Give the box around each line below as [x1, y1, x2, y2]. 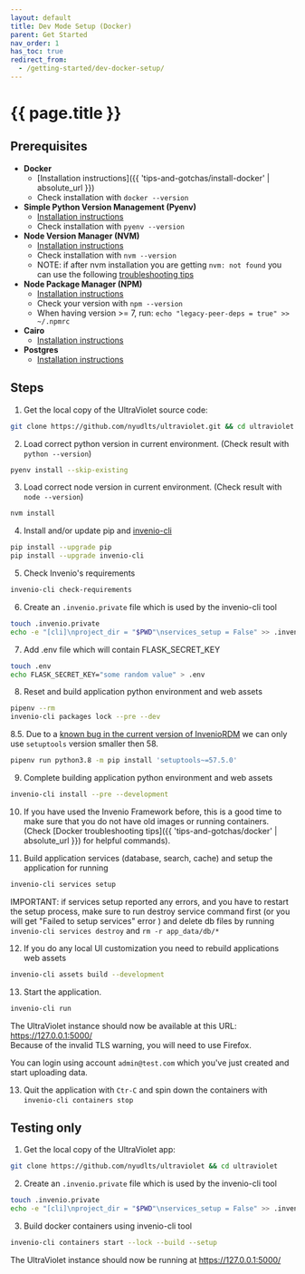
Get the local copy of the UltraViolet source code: [23, 404, 208, 415]
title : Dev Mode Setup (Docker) [10, 22, 132, 31]
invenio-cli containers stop [23, 1095, 134, 1104]
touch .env [10, 661, 52, 671]
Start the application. [23, 986, 102, 997]
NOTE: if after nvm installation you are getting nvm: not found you [36, 259, 282, 270]
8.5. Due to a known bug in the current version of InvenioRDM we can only [10, 729, 288, 740]
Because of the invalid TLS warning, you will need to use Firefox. [10, 1039, 252, 1050]
